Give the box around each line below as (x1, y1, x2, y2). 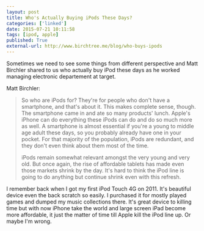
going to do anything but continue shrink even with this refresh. (21, 173, 181, 180)
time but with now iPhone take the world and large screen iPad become (6, 204, 186, 211)
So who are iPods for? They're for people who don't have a (21, 96, 170, 104)
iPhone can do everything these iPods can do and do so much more (21, 116, 192, 123)
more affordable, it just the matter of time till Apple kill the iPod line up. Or (6, 211, 191, 218)
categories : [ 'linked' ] (6, 20, 67, 26)
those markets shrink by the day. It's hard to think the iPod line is (21, 166, 184, 174)
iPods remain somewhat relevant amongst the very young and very (21, 153, 191, 161)
